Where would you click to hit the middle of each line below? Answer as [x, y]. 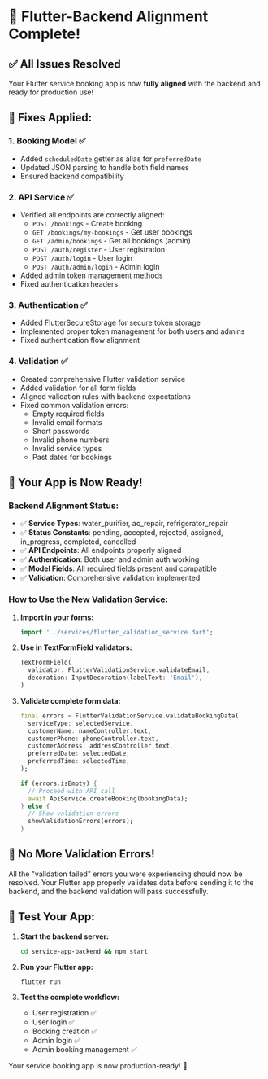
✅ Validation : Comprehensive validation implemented [110, 578]
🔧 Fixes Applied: [50, 118]
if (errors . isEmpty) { [58, 783]
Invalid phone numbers [71, 440]
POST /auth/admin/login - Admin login [96, 266]
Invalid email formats [67, 422]
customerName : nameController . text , [90, 731]
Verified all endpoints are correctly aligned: [92, 214]
